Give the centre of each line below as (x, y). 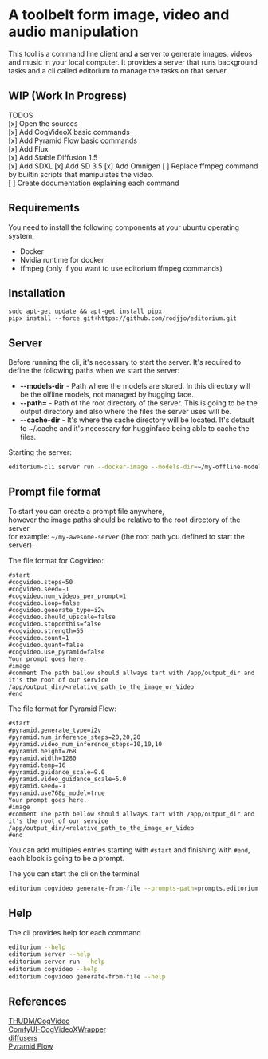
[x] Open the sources (43, 123)
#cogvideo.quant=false (46, 645)
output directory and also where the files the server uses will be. (126, 412)
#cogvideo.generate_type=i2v (57, 610)
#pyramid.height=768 (43, 751)
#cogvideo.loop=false (44, 603)
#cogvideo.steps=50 (41, 582)
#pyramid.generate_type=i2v (55, 730)
